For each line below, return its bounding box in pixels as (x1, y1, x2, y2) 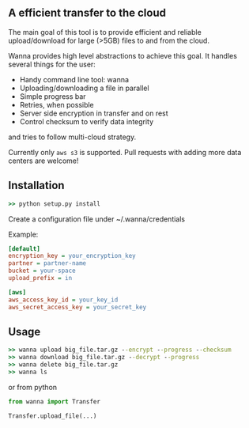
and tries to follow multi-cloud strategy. (8, 132, 137, 142)
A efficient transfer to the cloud (8, 6, 166, 20)
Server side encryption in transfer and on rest (19, 108, 168, 118)
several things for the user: (8, 59, 96, 69)
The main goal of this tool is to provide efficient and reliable (8, 27, 202, 36)
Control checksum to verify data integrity (19, 116, 154, 126)
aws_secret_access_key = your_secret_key (8, 303, 147, 311)
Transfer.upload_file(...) (8, 411, 97, 420)
